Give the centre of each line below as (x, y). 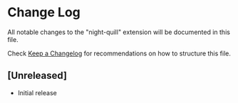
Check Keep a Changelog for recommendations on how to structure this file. (119, 53)
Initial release (37, 92)
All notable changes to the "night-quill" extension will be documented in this (119, 32)
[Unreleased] (37, 76)
